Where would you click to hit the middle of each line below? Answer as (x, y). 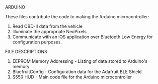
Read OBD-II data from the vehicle (47, 26)
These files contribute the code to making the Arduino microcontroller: (77, 17)
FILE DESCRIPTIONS (26, 52)
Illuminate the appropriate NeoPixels (49, 31)
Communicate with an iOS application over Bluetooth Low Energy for (82, 37)
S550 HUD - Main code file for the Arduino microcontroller (72, 77)
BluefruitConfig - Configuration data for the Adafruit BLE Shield (77, 72)
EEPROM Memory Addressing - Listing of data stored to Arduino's (80, 61)
